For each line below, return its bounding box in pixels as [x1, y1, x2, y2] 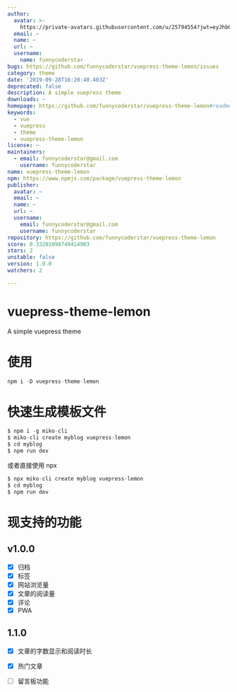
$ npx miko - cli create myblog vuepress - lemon [7, 475, 143, 482]
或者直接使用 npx [7, 461, 58, 469]
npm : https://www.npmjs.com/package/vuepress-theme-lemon [7, 175, 181, 182]
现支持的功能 [7, 514, 83, 531]
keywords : [7, 109, 37, 116]
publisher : [7, 181, 39, 188]
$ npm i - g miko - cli [7, 427, 68, 435]
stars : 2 [7, 247, 33, 255]
